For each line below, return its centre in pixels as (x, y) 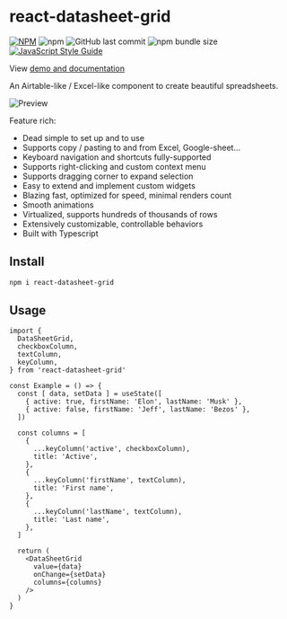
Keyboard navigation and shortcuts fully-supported (117, 157)
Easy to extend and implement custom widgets (109, 185)
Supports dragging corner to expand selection (108, 176)
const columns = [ (52, 433)
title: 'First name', (74, 488)
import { (26, 331)
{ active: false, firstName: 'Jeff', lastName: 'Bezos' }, (138, 410)
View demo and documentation (67, 68)
